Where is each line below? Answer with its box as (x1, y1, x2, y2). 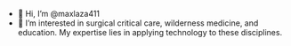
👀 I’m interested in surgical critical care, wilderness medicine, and (17, 18, 259, 28)
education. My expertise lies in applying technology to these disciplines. (17, 27, 283, 37)
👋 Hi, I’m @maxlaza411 (17, 9, 101, 19)
